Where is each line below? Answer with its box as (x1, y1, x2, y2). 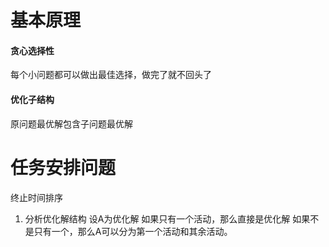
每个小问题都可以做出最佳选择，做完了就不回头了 (10, 69, 212, 81)
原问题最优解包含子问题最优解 (10, 117, 133, 130)
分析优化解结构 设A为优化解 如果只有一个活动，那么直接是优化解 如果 (24, 212, 311, 225)
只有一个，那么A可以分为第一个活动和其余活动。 (33, 225, 233, 237)
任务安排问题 (10, 156, 117, 179)
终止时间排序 (10, 191, 63, 203)
